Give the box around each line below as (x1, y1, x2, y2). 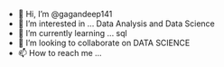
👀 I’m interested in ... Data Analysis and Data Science (17, 18, 215, 29)
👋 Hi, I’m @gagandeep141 (17, 9, 113, 19)
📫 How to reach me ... (17, 48, 102, 58)
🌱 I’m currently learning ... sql (17, 28, 128, 38)
